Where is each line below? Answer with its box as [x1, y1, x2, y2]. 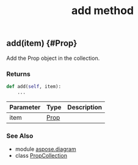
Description [67, 103, 103, 111]
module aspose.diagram [15, 145, 76, 153]
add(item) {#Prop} [6, 38, 78, 49]
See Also [6, 131, 34, 140]
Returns [6, 70, 31, 78]
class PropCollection [15, 152, 67, 159]
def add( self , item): [6, 83, 62, 89]
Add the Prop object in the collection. [6, 54, 100, 62]
